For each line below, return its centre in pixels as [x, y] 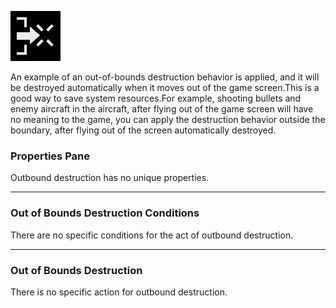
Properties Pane [50, 156]
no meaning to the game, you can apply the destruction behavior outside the [168, 119]
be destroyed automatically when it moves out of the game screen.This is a [165, 87]
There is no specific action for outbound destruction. [119, 292]
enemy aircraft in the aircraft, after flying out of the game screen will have [162, 109]
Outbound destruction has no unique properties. [110, 178]
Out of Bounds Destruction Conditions [105, 213]
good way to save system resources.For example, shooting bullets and [156, 98]
